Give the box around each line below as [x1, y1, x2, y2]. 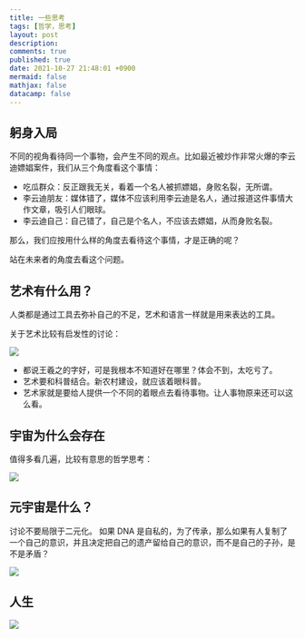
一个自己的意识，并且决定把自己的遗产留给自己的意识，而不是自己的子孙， [9, 536, 288, 547]
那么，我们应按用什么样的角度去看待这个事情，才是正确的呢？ [9, 235, 241, 246]
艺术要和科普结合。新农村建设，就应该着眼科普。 [22, 376, 206, 387]
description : [9, 38, 59, 48]
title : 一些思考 [9, 13, 65, 23]
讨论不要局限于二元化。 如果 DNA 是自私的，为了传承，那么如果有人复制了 [9, 525, 289, 536]
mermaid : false [9, 73, 67, 82]
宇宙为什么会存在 [9, 427, 105, 443]
